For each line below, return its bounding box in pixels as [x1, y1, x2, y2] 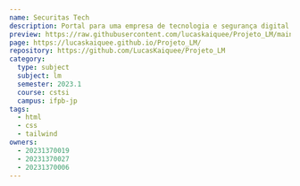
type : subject [17, 63, 70, 72]
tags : [9, 105, 29, 114]
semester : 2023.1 [17, 80, 82, 89]
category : [9, 55, 46, 63]
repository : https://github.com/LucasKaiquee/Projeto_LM [9, 46, 226, 55]
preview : [9, 30, 42, 38]
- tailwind [17, 130, 58, 139]
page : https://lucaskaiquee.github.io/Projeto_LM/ [9, 38, 202, 47]
